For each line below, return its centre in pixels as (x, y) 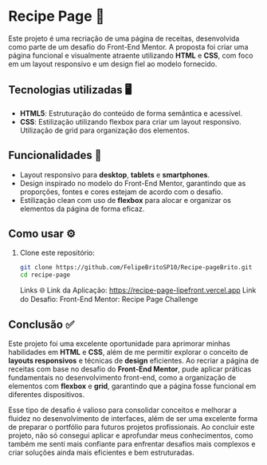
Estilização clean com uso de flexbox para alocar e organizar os (125, 200)
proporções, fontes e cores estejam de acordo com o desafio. (121, 192)
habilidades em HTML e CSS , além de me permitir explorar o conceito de (128, 352)
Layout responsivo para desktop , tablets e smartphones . (114, 174)
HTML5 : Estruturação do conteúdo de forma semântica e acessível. (131, 113)
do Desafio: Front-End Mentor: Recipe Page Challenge (109, 300)
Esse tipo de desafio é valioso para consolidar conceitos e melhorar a (123, 410)
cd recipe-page (45, 275)
